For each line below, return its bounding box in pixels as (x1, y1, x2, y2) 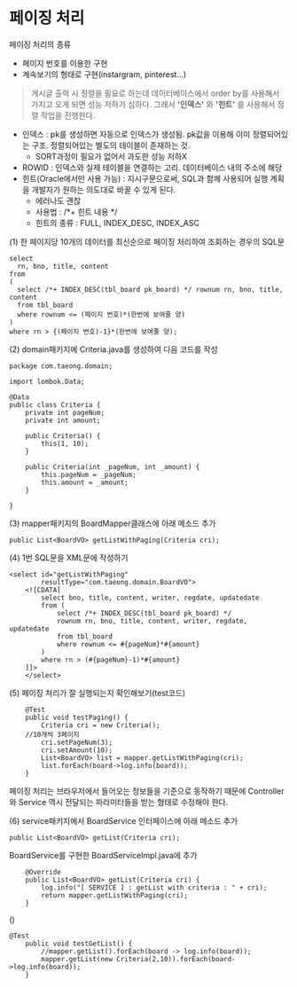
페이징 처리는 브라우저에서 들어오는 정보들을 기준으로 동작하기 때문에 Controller (9, 786, 285, 796)
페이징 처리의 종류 (9, 39, 71, 50)
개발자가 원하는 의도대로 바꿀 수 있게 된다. (31, 184, 176, 195)
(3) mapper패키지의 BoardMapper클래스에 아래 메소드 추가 (9, 518, 216, 529)
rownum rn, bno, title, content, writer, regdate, (56, 616, 248, 625)
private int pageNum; (25, 408, 105, 417)
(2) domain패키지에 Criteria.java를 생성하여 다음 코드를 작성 (9, 343, 219, 355)
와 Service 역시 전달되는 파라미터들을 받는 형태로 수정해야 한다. (9, 796, 229, 807)
